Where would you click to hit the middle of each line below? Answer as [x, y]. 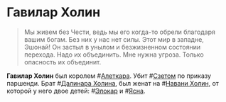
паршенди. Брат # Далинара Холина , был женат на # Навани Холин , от [113, 83]
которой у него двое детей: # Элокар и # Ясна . [76, 91]
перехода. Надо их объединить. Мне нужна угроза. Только [114, 55]
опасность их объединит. [63, 62]
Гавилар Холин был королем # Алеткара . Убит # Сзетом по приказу [109, 76]
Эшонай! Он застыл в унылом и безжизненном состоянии [112, 47]
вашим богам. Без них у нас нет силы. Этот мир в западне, [114, 39]
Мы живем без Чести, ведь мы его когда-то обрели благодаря [120, 32]
